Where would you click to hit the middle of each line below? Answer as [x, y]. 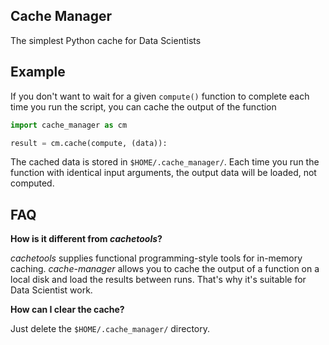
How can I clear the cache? [67, 310]
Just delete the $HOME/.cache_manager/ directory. [110, 329]
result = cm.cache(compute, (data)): [89, 143]
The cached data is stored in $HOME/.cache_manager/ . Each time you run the [165, 162]
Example [38, 72]
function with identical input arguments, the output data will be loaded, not [163, 173]
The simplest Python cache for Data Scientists [106, 40]
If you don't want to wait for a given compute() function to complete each [160, 96]
